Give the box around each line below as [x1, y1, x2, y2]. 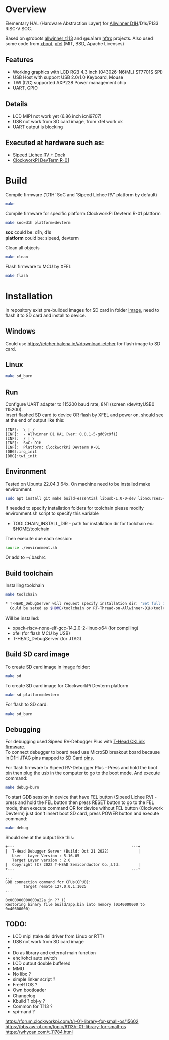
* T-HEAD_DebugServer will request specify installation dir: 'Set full [5, 601, 161, 606]
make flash [5, 273, 28, 278]
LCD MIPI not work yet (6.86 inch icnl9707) [12, 113, 102, 119]
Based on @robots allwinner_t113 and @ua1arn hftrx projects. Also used [5, 35, 153, 41]
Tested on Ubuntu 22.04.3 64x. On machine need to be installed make [5, 481, 151, 487]
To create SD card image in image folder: [5, 664, 91, 670]
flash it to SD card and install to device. [5, 312, 87, 318]
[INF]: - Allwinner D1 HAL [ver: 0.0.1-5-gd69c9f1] [5, 432, 118, 437]
